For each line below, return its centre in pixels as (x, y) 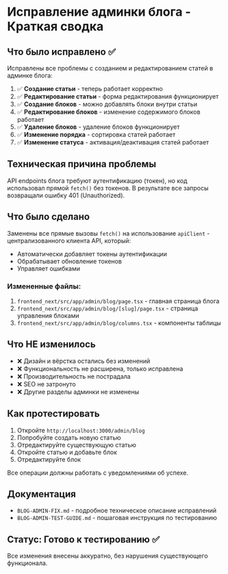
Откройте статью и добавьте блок (67, 452)
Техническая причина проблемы (81, 164)
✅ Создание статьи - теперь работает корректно (90, 89)
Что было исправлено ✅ (62, 52)
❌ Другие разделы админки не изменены (78, 392)
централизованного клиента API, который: (69, 240)
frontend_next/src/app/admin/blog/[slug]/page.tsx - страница (107, 308)
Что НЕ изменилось (51, 344)
